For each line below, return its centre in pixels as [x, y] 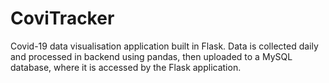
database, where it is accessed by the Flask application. [126, 67]
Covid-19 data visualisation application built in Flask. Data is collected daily [164, 46]
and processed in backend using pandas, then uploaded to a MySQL [151, 56]
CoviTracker [62, 18]
